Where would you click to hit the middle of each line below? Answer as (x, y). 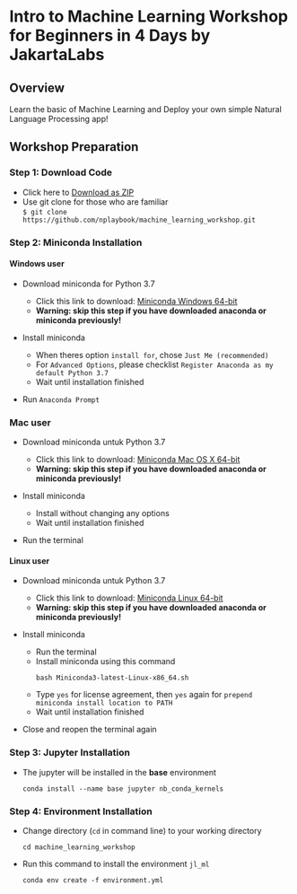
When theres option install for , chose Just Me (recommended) (152, 355)
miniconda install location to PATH (104, 703)
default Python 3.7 (72, 373)
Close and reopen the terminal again (89, 730)
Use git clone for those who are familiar (95, 202)
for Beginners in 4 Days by (110, 35)
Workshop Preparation (74, 147)
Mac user (30, 422)
